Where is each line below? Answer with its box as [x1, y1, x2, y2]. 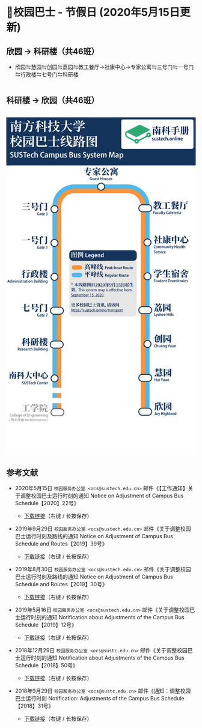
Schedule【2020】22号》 [14, 500, 79, 507]
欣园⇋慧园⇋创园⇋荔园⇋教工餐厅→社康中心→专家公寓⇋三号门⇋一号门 [14, 64, 194, 70]
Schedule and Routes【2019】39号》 [14, 540, 108, 547]
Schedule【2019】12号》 [14, 621, 77, 628]
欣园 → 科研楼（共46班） [6, 46, 99, 56]
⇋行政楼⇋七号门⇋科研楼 [14, 71, 79, 78]
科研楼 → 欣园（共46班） [6, 96, 99, 106]
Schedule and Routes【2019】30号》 [14, 581, 108, 588]
